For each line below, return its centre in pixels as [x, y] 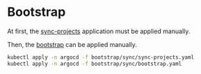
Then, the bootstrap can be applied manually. [72, 44]
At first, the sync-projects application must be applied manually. [99, 31]
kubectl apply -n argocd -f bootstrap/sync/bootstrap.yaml [95, 64]
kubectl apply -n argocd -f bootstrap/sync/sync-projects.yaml [101, 57]
